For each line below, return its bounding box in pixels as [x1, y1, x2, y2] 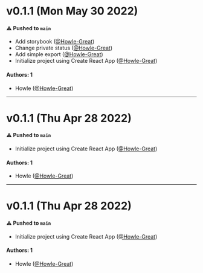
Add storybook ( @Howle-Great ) [14, 38, 95, 45]
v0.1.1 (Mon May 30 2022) [6, 4, 138, 18]
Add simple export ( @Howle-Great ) [14, 51, 104, 58]
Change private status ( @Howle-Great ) [14, 44, 113, 52]
